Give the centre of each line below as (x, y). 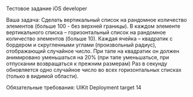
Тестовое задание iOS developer (47, 9)
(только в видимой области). (42, 76)
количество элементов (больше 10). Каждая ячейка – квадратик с (89, 39)
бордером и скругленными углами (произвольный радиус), (81, 45)
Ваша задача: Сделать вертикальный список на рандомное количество (96, 20)
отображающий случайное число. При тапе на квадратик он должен (93, 51)
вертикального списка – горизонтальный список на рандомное (86, 32)
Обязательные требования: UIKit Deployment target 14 (74, 87)
